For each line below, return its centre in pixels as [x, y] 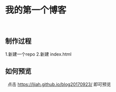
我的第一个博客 [36, 10]
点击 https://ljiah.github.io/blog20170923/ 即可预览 [59, 84]
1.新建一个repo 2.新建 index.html [38, 54]
